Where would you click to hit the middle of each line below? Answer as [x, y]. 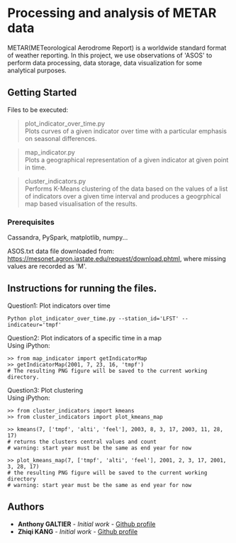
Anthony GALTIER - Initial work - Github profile [86, 524]
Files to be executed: [38, 110]
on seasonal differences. [61, 138]
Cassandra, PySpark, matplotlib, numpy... [68, 237]
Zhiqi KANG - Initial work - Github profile [78, 531]
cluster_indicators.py [55, 181]
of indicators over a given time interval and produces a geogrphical [123, 196]
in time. [35, 167]
